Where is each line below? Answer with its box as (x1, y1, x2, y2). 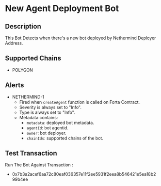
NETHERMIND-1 (12, 94, 45, 100)
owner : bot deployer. (26, 130, 66, 136)
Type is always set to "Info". (19, 109, 75, 115)
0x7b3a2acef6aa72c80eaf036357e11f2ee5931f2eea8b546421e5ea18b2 (12, 171, 156, 177)
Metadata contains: (19, 114, 58, 120)
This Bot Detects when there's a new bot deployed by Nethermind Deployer (5, 35, 156, 41)
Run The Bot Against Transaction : (5, 162, 74, 168)
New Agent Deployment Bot (5, 3, 119, 14)
